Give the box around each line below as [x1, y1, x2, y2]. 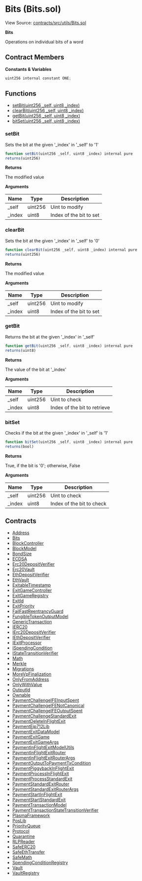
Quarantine [12, 834, 35, 840]
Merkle [12, 661, 27, 667]
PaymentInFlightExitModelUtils [12, 745, 75, 750]
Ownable [12, 692, 31, 698]
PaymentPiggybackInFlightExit [12, 765, 74, 772]
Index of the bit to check [50, 500, 107, 507]
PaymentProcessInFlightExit [12, 771, 69, 777]
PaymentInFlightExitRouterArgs [12, 755, 75, 761]
